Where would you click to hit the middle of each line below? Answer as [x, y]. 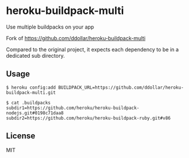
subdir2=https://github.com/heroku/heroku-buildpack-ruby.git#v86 [88, 118]
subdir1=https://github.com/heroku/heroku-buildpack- [73, 108]
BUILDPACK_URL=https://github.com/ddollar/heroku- [121, 87]
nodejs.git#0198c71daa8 [35, 113]
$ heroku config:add [31, 87]
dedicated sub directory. [36, 55]
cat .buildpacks [31, 103]
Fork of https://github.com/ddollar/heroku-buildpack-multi [76, 38]
